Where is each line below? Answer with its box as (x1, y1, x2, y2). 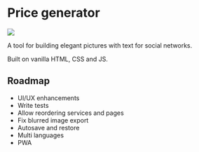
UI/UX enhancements (17, 93, 80, 102)
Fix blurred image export (17, 116, 89, 124)
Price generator (7, 5, 100, 21)
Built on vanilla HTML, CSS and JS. (7, 55, 109, 63)
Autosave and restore (17, 123, 80, 132)
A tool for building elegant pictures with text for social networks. (7, 41, 193, 50)
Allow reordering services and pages (17, 109, 124, 117)
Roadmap (7, 75, 50, 87)
